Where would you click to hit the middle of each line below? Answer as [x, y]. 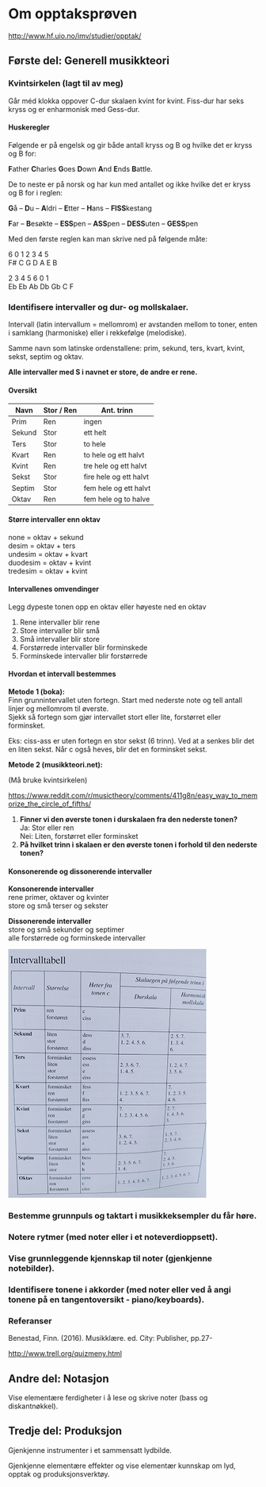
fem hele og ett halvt [117, 488]
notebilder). [32, 1268]
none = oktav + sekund [46, 537]
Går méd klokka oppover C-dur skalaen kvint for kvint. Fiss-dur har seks [126, 101]
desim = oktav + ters [42, 546]
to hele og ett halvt [114, 454]
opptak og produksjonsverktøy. [59, 1473]
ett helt [95, 433]
